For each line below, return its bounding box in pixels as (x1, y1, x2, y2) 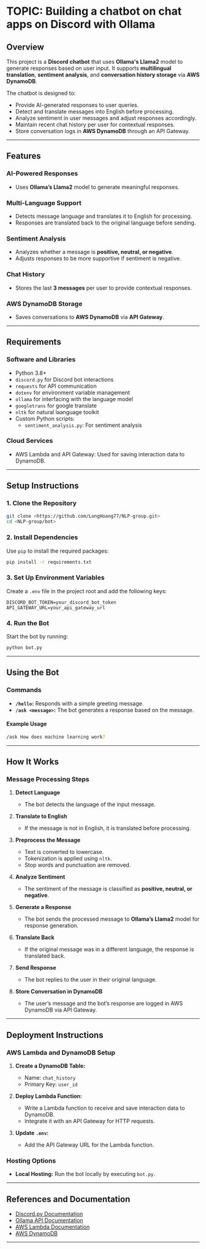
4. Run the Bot (6, 618, 50, 627)
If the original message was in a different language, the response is (24, 946, 194, 953)
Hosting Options (6, 1156, 56, 1165)
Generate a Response (15, 904, 72, 911)
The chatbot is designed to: (6, 90, 76, 96)
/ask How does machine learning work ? (6, 734, 105, 740)
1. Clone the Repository (6, 499, 77, 507)
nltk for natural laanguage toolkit (15, 408, 99, 415)
